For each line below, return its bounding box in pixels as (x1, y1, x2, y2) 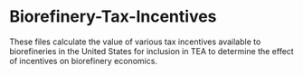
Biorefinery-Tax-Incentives (9, 6, 217, 27)
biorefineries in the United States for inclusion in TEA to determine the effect (9, 45, 294, 56)
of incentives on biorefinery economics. (9, 55, 158, 66)
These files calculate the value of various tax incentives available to (9, 36, 261, 47)
